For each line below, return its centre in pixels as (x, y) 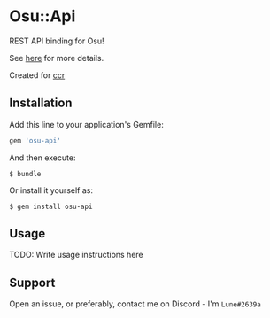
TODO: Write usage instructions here (76, 255)
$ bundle (25, 174)
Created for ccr (37, 75)
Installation (41, 103)
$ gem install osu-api (51, 206)
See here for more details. (57, 58)
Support (32, 282)
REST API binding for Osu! (57, 41)
